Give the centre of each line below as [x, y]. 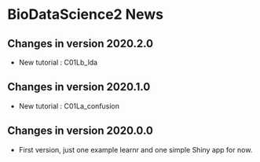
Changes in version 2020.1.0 [79, 87]
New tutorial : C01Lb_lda [58, 62]
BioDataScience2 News [86, 15]
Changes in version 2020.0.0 [81, 131]
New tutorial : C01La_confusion [69, 106]
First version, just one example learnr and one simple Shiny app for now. [135, 149]
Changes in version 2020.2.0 [81, 44]
